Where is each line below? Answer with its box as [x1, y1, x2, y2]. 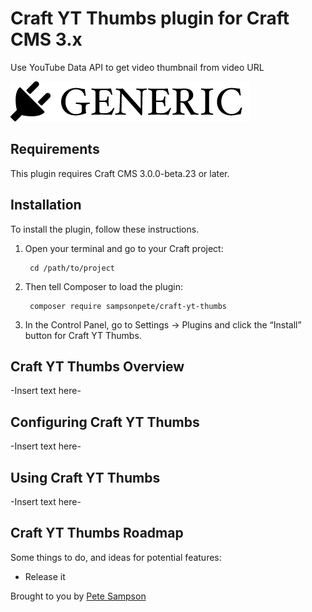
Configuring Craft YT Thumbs [10, 413, 200, 431]
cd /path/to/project [29, 263, 115, 273]
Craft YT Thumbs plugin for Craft [10, 7, 290, 30]
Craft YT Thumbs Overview [10, 358, 185, 375]
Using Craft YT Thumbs [10, 469, 161, 486]
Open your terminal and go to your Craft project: [24, 242, 224, 254]
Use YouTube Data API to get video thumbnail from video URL [10, 61, 265, 73]
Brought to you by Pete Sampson [10, 590, 147, 602]
